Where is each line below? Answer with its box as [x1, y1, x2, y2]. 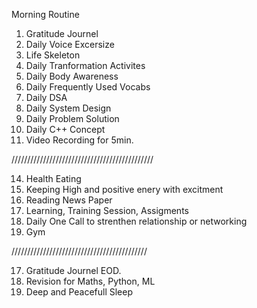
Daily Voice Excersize [25, 39, 115, 50]
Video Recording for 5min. [25, 134, 134, 146]
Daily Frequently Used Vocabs [25, 81, 151, 93]
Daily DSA [25, 92, 68, 103]
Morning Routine [11, 9, 80, 20]
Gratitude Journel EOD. [25, 265, 122, 276]
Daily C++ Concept [25, 124, 106, 135]
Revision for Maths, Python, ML [25, 275, 156, 287]
